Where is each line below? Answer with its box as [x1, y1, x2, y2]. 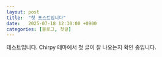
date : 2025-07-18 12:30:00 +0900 [6, 20, 97, 26]
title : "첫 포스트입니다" [6, 15, 66, 21]
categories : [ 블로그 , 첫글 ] [6, 26, 72, 32]
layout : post [6, 9, 40, 15]
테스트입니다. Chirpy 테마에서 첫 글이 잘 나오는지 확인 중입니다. [6, 44, 157, 51]
